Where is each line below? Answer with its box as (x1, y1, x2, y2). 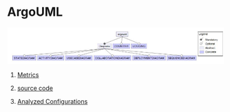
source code (17, 84, 54, 93)
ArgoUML (7, 4, 63, 20)
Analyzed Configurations (17, 98, 88, 106)
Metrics (17, 71, 39, 79)
